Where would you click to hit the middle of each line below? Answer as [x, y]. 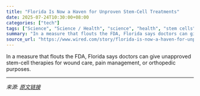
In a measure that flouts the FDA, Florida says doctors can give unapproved [99, 56]
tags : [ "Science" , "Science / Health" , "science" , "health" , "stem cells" [101, 28]
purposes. [19, 69]
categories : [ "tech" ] [33, 23]
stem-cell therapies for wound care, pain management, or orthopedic [91, 63]
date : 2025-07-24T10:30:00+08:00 [48, 17]
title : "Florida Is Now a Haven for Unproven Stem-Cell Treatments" [93, 12]
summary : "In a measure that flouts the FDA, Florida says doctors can [97, 34]
